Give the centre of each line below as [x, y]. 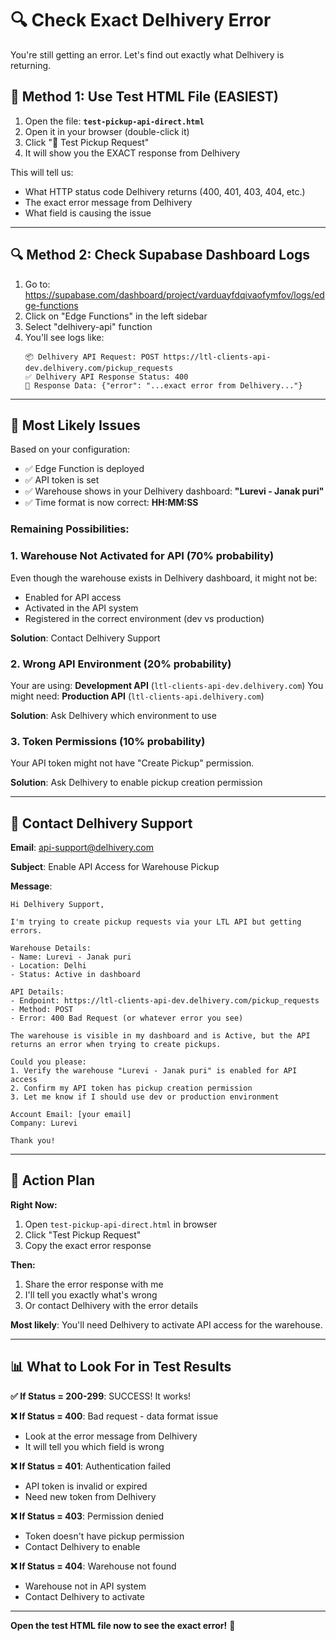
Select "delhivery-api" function [88, 326]
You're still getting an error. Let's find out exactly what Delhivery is [147, 54]
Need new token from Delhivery [90, 1496]
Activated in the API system [81, 608]
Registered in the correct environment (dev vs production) [144, 618]
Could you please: [48, 1062]
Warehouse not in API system [85, 1586]
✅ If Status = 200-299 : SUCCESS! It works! [101, 1396]
